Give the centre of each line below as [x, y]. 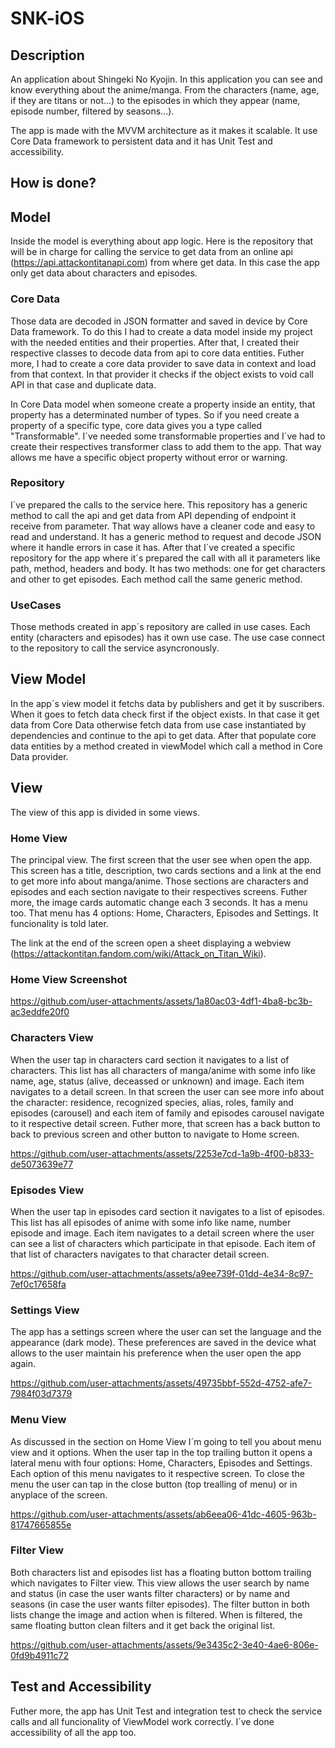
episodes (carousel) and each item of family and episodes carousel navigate [167, 1113]
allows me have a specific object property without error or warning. [149, 457]
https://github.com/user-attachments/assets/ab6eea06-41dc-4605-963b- [163, 1514]
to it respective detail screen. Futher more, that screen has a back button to [165, 1123]
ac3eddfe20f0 [40, 1012]
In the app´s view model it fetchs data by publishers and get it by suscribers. [167, 703]
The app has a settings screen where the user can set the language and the [166, 1332]
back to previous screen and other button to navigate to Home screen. [155, 1134]
